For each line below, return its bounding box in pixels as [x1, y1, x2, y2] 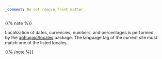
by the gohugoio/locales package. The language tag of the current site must [5, 35, 158, 40]
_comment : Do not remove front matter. [5, 7, 86, 12]
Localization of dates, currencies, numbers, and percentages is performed [5, 29, 154, 35]
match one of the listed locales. [5, 39, 68, 46]
